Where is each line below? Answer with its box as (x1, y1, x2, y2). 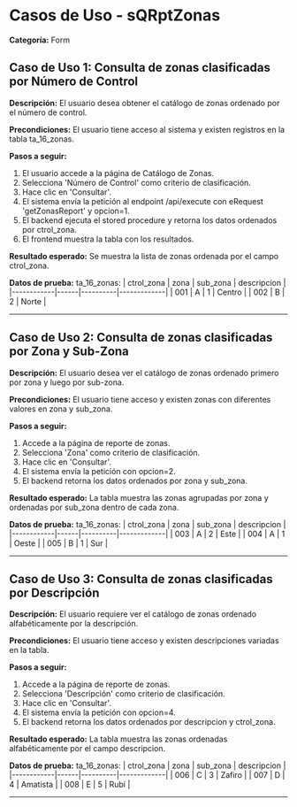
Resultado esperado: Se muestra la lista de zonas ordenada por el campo (9, 250, 279, 261)
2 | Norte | (9, 296, 47, 306)
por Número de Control (9, 74, 139, 89)
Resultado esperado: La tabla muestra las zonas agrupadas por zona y (9, 492, 270, 503)
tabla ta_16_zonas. (9, 134, 75, 144)
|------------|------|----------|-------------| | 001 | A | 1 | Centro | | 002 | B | (9, 287, 286, 297)
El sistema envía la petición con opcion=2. (21, 465, 177, 476)
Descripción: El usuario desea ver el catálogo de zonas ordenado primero (9, 367, 279, 378)
